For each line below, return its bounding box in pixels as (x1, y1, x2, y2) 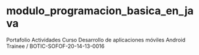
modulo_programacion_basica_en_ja (6, 4, 194, 18)
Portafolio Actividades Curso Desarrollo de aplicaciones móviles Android (6, 36, 186, 43)
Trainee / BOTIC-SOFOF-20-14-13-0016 (6, 43, 105, 50)
